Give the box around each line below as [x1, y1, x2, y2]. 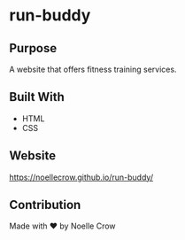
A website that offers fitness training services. [9, 64, 177, 74]
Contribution [9, 197, 81, 213]
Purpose [9, 41, 58, 56]
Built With [9, 89, 65, 105]
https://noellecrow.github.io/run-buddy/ [9, 172, 153, 182]
